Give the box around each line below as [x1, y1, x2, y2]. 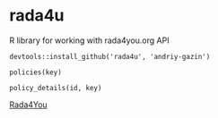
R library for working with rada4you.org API [9, 35, 170, 46]
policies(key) [9, 68, 63, 77]
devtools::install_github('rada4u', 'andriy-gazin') [9, 52, 211, 61]
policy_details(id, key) [9, 83, 102, 92]
